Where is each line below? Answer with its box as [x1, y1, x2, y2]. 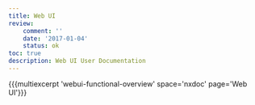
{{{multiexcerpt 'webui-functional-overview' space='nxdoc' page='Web [8, 78, 248, 89]
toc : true [8, 49, 42, 57]
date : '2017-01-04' [23, 34, 89, 43]
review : [8, 19, 35, 27]
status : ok [23, 42, 60, 50]
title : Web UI [8, 11, 56, 20]
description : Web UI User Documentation [8, 57, 147, 65]
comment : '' [23, 27, 63, 35]
